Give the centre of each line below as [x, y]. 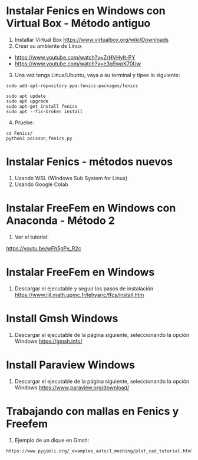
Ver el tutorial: [32, 237]
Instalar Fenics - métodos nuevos [90, 162]
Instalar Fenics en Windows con [86, 11]
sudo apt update [26, 96]
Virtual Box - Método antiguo [78, 23]
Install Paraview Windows [71, 365]
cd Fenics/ [19, 133]
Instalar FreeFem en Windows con [91, 208]
